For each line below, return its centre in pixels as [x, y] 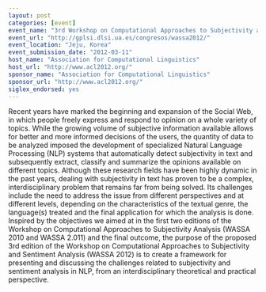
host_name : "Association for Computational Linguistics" [104, 60]
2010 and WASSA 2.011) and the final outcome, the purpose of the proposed [133, 237]
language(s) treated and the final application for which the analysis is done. [131, 212]
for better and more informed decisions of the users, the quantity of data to [131, 137]
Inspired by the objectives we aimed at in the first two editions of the [120, 221]
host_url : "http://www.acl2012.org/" [70, 67]
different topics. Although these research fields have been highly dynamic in [133, 170]
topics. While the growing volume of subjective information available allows [131, 128]
